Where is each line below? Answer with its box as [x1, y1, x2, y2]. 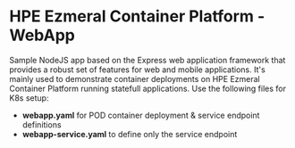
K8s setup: [9, 92, 49, 103]
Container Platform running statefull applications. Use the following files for [9, 83, 286, 94]
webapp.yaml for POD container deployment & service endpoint [21, 110, 260, 120]
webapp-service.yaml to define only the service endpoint [21, 128, 238, 139]
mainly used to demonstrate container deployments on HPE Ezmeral [9, 73, 261, 84]
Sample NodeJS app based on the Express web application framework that [9, 54, 286, 65]
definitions [21, 119, 62, 130]
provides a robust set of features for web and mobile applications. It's [9, 64, 265, 75]
